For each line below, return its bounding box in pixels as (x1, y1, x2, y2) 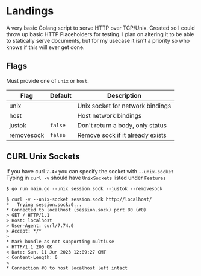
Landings (6, 4, 54, 18)
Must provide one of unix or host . (6, 77, 89, 84)
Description (107, 91, 141, 100)
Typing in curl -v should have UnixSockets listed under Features (6, 174, 167, 181)
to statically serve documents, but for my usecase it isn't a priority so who (6, 37, 190, 44)
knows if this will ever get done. (6, 43, 85, 51)
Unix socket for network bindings (77, 101, 172, 110)
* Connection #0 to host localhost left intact (6, 265, 128, 271)
